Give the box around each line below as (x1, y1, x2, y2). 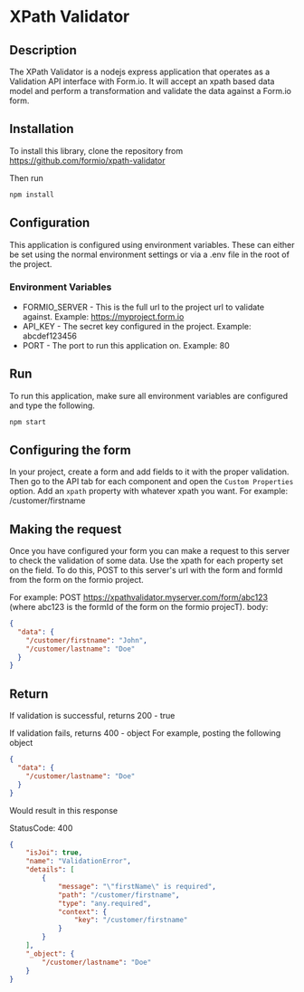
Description (9, 43, 77, 58)
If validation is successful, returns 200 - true (9, 711, 176, 721)
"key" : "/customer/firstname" (73, 916, 188, 925)
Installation (9, 121, 74, 137)
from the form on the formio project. (9, 575, 145, 586)
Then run (9, 172, 43, 183)
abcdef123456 (22, 330, 78, 341)
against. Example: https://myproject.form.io (22, 310, 185, 322)
